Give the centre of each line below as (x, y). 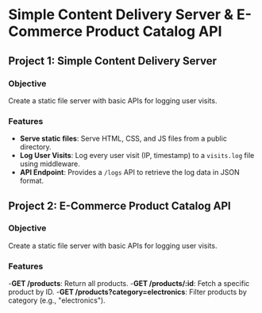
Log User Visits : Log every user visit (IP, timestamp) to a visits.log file (137, 156)
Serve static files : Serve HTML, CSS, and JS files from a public (123, 139)
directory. (35, 147)
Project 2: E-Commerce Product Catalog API (120, 205)
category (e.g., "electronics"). (57, 300)
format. (32, 181)
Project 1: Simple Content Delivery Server (112, 61)
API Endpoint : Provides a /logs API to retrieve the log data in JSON (129, 172)
